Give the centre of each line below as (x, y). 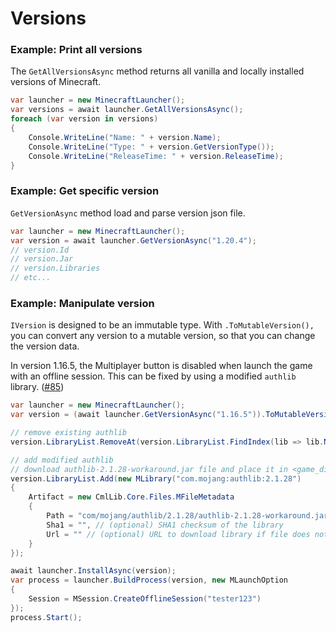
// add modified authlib (62, 460)
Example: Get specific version (85, 191)
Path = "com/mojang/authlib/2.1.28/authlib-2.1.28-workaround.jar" (189, 516)
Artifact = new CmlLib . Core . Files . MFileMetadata (131, 497)
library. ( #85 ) (37, 387)
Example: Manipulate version (82, 303)
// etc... (31, 278)
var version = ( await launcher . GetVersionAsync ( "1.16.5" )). (138, 415)
